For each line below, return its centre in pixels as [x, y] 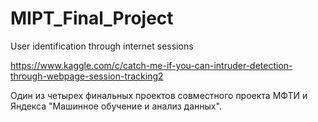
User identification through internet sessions [102, 46]
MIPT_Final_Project [92, 18]
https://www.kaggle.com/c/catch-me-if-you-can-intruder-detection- [151, 65]
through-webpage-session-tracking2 [87, 76]
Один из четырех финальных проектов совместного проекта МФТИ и [159, 95]
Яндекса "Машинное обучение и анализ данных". [116, 106]
